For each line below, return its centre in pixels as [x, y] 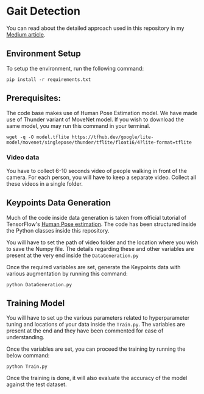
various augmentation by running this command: [67, 273]
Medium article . [26, 34]
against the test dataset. [37, 384]
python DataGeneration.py [39, 284]
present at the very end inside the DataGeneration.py [72, 255]
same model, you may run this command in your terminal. [78, 125]
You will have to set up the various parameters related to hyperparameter [98, 318]
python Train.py [27, 367]
